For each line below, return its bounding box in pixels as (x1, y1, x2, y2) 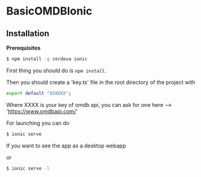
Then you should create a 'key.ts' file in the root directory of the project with (6, 79, 196, 86)
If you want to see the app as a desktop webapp (6, 142, 126, 149)
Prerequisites (6, 44, 41, 51)
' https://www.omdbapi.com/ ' (6, 108, 78, 115)
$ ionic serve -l (6, 165, 50, 172)
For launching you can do (6, 119, 69, 126)
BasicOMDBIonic (6, 4, 92, 18)
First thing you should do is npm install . (6, 66, 107, 74)
